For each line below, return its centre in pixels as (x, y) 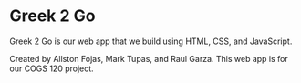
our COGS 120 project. (52, 68)
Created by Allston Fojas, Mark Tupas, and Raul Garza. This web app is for (149, 58)
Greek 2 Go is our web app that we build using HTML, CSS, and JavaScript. (151, 41)
